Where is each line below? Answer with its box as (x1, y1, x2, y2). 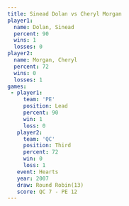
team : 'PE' (23, 96, 55, 103)
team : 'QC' (23, 135, 55, 142)
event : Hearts (16, 168, 59, 176)
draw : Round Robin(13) (16, 181, 84, 188)
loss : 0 (23, 122, 46, 130)
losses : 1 (13, 76, 43, 84)
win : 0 (23, 155, 43, 163)
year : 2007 (16, 175, 50, 182)
